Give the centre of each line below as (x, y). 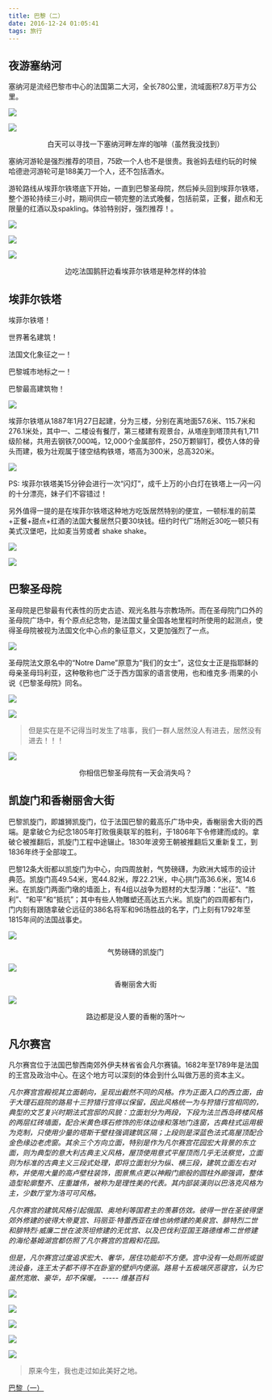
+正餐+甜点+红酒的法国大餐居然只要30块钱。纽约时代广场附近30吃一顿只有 (134, 521)
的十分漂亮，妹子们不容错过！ (58, 494)
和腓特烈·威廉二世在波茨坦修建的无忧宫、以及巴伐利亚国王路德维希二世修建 (133, 1230)
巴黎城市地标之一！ (40, 371)
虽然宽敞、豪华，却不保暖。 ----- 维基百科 (79, 1278)
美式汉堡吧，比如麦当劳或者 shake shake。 (80, 531)
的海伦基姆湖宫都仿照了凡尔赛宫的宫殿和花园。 (86, 1241)
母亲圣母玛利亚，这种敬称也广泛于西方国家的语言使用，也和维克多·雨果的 (130, 673)
